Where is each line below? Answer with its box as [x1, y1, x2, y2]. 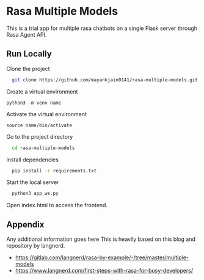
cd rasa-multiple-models [12, 145, 75, 151]
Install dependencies [6, 156, 59, 163]
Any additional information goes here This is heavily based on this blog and [6, 235, 195, 243]
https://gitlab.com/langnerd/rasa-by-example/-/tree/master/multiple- [15, 254, 189, 261]
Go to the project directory [6, 133, 73, 140]
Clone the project [6, 65, 50, 72]
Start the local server [6, 179, 59, 186]
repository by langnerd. [6, 242, 65, 249]
